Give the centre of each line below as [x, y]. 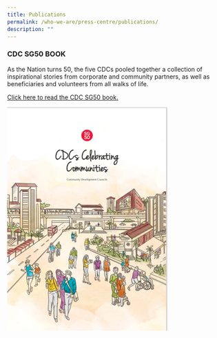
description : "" [30, 29]
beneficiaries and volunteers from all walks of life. [78, 83]
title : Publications [37, 14]
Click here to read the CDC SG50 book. [63, 97]
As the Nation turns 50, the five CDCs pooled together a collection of [105, 69]
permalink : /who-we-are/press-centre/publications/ [83, 22]
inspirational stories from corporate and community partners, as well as [108, 77]
